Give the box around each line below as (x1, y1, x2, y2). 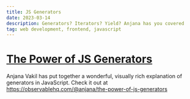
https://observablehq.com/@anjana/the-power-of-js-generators (6, 86, 168, 93)
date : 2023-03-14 (6, 15, 51, 21)
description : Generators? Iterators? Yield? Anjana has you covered (6, 20, 185, 26)
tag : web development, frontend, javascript (6, 26, 122, 32)
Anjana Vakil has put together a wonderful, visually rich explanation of (6, 73, 182, 80)
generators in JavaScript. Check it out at (6, 79, 108, 86)
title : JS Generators (6, 9, 62, 15)
